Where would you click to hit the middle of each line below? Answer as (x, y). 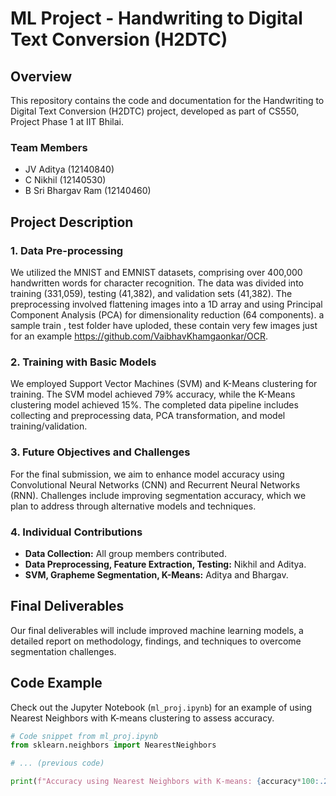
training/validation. (49, 426)
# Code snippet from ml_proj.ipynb (84, 736)
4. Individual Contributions (76, 532)
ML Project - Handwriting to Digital (156, 18)
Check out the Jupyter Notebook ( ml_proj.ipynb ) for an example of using (161, 707)
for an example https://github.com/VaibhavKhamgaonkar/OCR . (139, 336)
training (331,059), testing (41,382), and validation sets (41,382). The (151, 293)
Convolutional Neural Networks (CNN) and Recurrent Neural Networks (155, 484)
